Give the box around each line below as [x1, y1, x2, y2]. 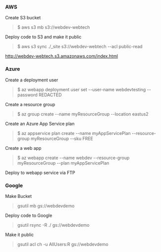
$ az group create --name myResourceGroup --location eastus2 [17, 111, 149, 117]
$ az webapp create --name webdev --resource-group [17, 155, 130, 161]
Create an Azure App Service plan [5, 121, 75, 126]
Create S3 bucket [5, 15, 41, 21]
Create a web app [5, 145, 42, 151]
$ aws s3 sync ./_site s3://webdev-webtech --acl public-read [17, 44, 143, 50]
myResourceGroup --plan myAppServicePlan [17, 160, 109, 166]
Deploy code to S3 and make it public [5, 34, 82, 40]
